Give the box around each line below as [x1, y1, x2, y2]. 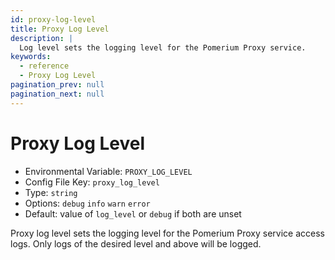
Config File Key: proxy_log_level [24, 176, 160, 188]
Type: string [24, 186, 78, 198]
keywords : [10, 52, 52, 62]
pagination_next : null [10, 89, 105, 99]
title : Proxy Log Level [10, 24, 110, 34]
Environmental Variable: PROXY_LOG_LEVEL [24, 165, 193, 177]
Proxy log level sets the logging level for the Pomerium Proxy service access [10, 227, 325, 239]
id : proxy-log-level [10, 14, 97, 25]
